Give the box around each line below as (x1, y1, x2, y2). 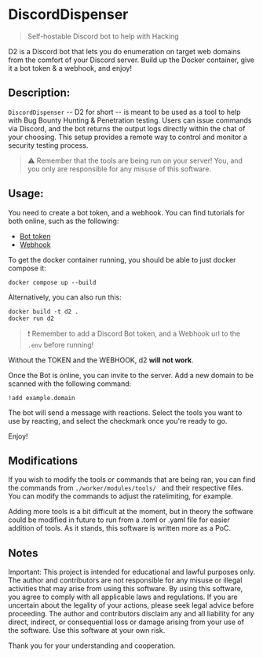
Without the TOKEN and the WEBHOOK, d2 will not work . (8, 355, 194, 365)
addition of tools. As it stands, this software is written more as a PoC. (8, 524, 232, 533)
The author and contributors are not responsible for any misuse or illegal (8, 575, 243, 585)
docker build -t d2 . (8, 307, 79, 315)
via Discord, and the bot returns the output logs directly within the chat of (8, 123, 246, 133)
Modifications (8, 454, 79, 467)
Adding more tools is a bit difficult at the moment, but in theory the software (8, 507, 254, 516)
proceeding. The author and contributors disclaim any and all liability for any (8, 609, 255, 619)
